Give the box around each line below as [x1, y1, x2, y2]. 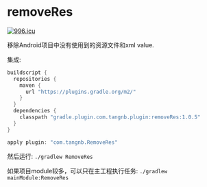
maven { [19, 82, 41, 89]
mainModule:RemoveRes [7, 174, 69, 182]
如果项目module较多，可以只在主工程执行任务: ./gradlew [7, 166, 168, 175]
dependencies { [13, 108, 57, 114]
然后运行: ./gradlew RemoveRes [7, 152, 94, 160]
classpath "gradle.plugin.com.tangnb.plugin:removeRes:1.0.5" [19, 114, 201, 121]
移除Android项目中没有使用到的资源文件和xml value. [7, 40, 154, 49]
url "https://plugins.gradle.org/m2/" [25, 88, 136, 95]
